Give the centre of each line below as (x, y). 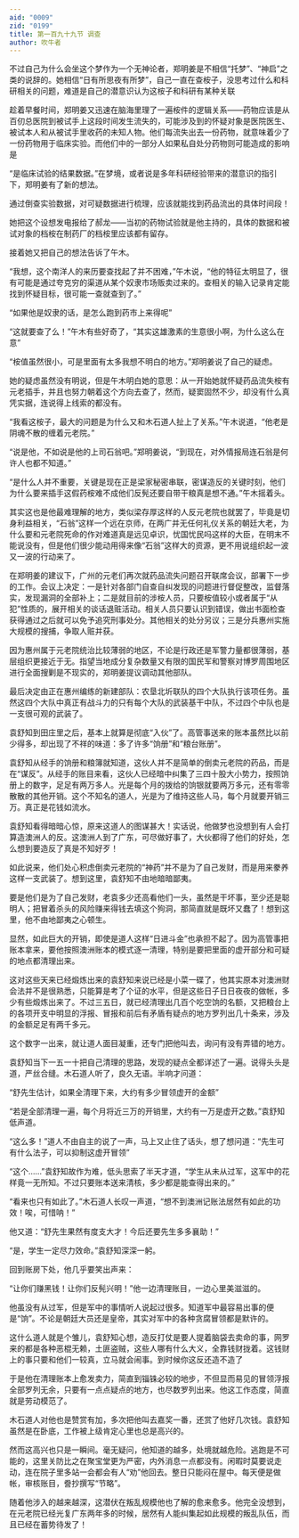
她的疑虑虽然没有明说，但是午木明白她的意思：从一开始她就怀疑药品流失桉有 (149, 380)
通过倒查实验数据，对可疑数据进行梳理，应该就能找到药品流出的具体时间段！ (149, 204)
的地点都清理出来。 (44, 961)
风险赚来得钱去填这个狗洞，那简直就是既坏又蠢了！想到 (180, 909)
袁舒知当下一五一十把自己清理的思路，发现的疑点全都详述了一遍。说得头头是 (149, 1062)
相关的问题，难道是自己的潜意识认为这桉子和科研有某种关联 (126, 91)
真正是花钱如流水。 (60, 807)
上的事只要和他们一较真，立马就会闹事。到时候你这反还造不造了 (126, 1360)
